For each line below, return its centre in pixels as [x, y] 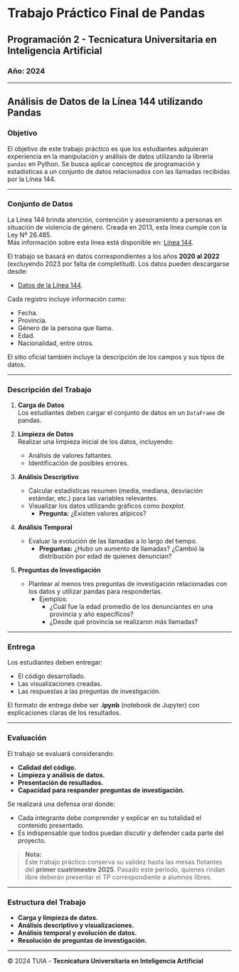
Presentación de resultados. [60, 782]
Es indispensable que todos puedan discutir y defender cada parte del [121, 833]
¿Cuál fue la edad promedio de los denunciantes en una [131, 607]
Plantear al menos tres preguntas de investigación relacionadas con [128, 584]
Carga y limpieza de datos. [58, 918]
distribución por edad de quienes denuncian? [105, 556]
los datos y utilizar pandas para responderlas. [95, 592]
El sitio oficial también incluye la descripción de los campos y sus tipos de [116, 357]
